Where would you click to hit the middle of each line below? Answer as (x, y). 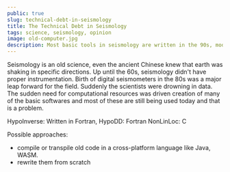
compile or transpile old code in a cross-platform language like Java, (114, 148)
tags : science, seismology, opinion (59, 32)
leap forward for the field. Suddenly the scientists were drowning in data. (110, 86)
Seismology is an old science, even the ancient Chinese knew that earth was (115, 64)
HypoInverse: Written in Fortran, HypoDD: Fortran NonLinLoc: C (97, 121)
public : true (26, 13)
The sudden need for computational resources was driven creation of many (114, 94)
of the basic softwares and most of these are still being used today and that (114, 101)
